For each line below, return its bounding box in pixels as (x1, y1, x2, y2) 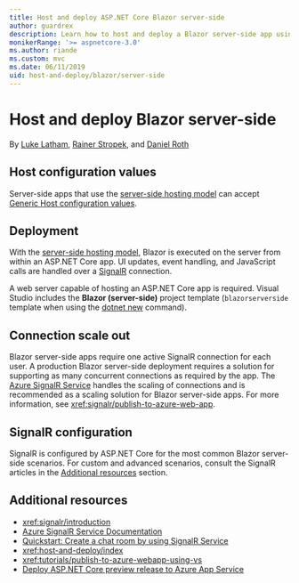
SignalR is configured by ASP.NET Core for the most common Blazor (9, 448, 260, 458)
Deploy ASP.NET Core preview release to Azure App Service (21, 563, 245, 574)
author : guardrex (9, 21, 74, 30)
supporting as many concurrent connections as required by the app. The (9, 370, 276, 381)
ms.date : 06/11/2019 (9, 63, 86, 72)
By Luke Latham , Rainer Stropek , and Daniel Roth (9, 139, 190, 150)
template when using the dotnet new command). (9, 302, 187, 312)
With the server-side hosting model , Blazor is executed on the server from (9, 247, 281, 258)
